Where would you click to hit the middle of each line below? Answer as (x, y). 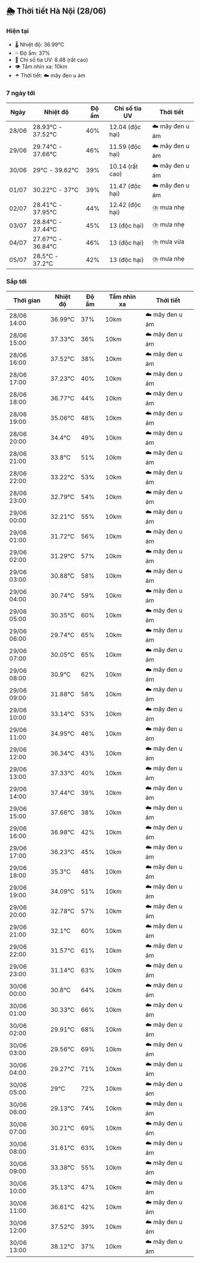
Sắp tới (16, 281)
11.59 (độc (125, 147)
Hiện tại (18, 31)
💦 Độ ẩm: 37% (32, 53)
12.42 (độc (125, 204)
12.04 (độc (125, 127)
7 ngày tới (21, 93)
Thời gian (26, 301)
